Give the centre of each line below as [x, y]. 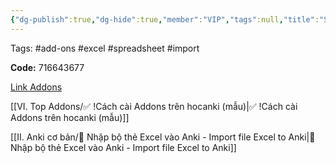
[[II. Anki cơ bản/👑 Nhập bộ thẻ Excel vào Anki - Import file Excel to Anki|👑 [163, 137]
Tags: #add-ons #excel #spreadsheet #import [105, 48]
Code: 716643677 [47, 67]
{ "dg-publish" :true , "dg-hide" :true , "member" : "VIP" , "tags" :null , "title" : [165, 19]
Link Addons [36, 87]
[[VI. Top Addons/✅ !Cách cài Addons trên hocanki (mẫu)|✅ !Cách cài [154, 106]
